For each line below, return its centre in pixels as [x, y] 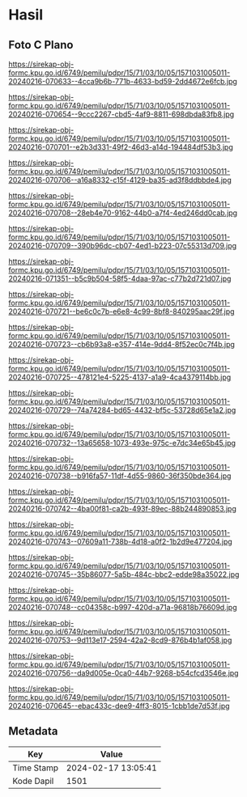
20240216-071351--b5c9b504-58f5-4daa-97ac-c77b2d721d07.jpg [120, 278]
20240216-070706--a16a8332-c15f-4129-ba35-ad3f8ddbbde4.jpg [120, 180]
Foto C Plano [41, 45]
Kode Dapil [33, 781]
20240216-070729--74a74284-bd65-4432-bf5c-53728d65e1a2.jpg [122, 410]
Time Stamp [36, 768]
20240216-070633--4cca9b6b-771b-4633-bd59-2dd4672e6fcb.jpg [123, 81]
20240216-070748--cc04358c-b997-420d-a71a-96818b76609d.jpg [123, 607]
